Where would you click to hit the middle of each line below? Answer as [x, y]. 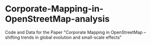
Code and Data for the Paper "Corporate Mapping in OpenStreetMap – [75, 32]
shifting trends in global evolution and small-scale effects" [63, 37]
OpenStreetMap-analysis [57, 19]
